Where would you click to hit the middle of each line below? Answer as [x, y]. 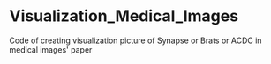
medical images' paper [51, 49]
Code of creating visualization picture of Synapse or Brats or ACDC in [135, 40]
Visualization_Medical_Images [124, 16]
